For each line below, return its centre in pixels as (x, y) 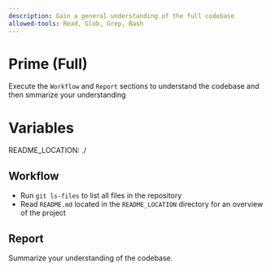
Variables (42, 128)
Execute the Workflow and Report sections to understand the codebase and (134, 86)
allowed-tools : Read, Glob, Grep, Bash (76, 24)
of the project (43, 213)
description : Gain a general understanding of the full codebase (121, 16)
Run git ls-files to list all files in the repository (101, 195)
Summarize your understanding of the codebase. (91, 258)
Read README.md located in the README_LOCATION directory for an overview (142, 204)
